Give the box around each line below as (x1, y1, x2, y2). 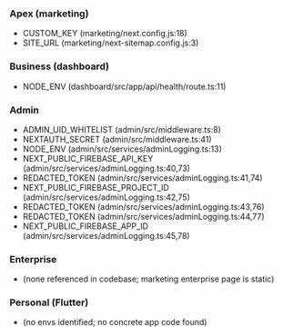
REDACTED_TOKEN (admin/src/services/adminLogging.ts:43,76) (22, 201, 266, 212)
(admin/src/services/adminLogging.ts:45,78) (22, 230, 190, 241)
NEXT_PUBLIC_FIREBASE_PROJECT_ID (22, 182, 170, 193)
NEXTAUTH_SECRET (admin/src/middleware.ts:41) (22, 133, 212, 144)
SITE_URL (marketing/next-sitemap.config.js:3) (22, 37, 199, 48)
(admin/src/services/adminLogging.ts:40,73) (22, 163, 191, 173)
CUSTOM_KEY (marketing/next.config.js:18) (22, 28, 188, 39)
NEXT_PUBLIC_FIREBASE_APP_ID (22, 221, 148, 232)
